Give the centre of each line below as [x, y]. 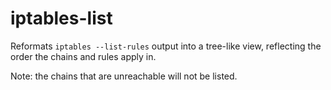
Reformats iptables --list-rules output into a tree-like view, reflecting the [166, 46]
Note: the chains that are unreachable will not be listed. [124, 76]
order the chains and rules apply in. [83, 56]
